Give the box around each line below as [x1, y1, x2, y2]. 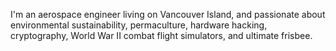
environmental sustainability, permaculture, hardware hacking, [10, 19, 268, 31]
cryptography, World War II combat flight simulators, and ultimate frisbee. [10, 30, 313, 41]
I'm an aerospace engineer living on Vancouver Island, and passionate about [10, 9, 326, 20]
